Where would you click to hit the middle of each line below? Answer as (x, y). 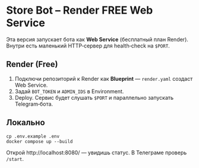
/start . (15, 159)
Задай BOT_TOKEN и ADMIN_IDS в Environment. (69, 91)
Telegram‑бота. (34, 104)
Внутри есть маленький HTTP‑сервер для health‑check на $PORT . (88, 46)
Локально (26, 123)
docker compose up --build (40, 141)
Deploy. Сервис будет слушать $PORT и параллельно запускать (94, 97)
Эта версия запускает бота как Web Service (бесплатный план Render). (97, 39)
